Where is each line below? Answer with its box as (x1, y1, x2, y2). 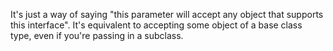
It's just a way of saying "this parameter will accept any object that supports (10, 9, 324, 20)
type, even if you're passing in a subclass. (10, 30, 184, 41)
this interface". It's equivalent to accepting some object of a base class (10, 19, 303, 31)
